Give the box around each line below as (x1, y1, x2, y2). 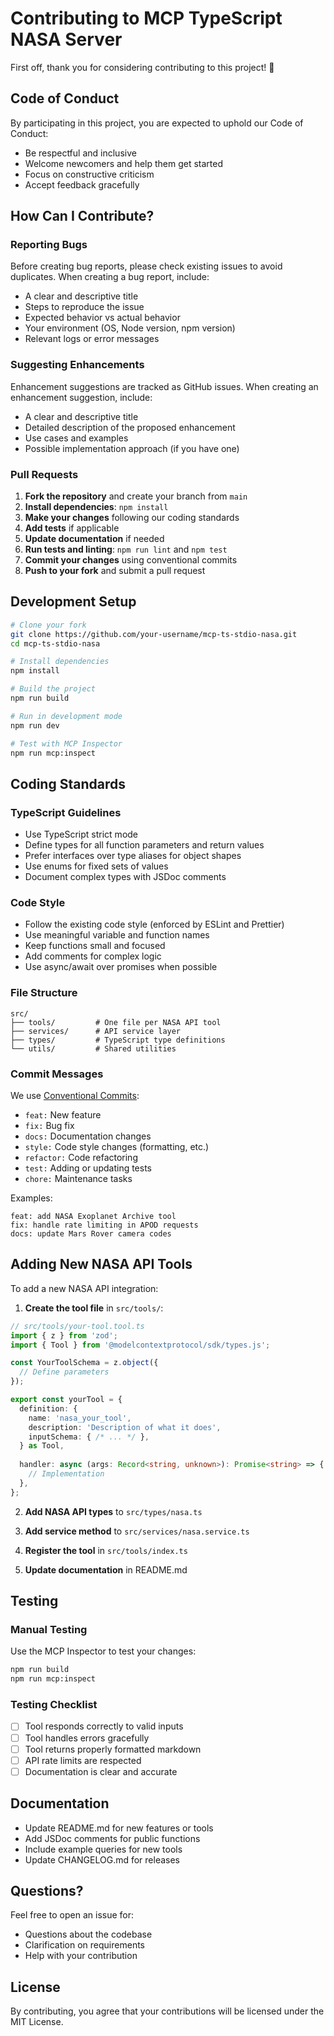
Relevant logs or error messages (24, 333, 160, 345)
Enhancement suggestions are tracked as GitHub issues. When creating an (10, 380, 319, 392)
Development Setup (10, 593, 137, 611)
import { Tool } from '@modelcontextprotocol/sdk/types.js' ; (10, 1340, 271, 1350)
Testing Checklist (10, 1698, 98, 1712)
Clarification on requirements (24, 1939, 145, 1951)
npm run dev (10, 720, 60, 731)
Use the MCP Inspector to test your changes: (10, 1645, 197, 1657)
